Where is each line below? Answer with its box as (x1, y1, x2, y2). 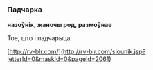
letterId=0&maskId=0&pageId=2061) (7, 55, 112, 63)
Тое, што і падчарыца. (7, 34, 73, 42)
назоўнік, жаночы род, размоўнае (7, 21, 112, 29)
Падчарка (7, 5, 43, 15)
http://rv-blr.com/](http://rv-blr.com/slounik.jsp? (9, 47, 146, 56)
